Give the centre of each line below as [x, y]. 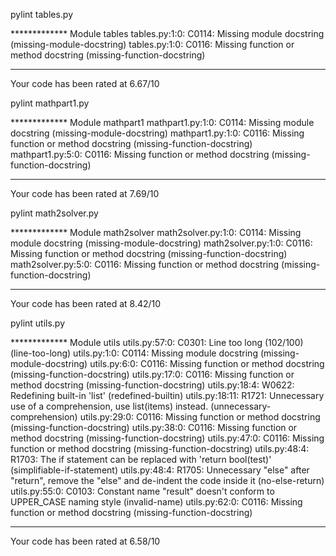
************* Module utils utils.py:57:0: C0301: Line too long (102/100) [157, 342]
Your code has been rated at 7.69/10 [85, 193]
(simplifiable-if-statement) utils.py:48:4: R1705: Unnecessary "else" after [160, 470]
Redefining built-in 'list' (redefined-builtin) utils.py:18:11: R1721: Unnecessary [167, 395]
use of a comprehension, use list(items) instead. [109, 406]
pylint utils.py [38, 323]
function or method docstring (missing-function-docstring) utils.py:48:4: [160, 448]
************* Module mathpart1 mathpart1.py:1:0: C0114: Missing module [162, 122]
